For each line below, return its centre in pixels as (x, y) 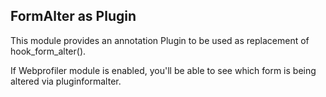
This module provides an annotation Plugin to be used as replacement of (160, 40)
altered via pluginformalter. (66, 81)
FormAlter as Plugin (73, 16)
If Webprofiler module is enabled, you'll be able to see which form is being (163, 70)
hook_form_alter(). (48, 51)
